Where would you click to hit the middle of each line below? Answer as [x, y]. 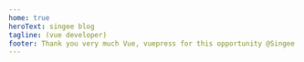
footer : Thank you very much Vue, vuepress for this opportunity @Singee [152, 43]
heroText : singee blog [52, 26]
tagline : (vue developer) [58, 35]
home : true [29, 18]
